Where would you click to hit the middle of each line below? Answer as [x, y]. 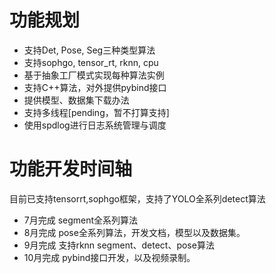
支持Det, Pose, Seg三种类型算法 [89, 50]
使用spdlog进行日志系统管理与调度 [95, 125]
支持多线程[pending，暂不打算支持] [96, 112]
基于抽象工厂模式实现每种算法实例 [94, 75]
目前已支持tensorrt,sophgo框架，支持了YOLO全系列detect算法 [137, 198]
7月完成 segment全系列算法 [81, 220]
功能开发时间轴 [71, 169]
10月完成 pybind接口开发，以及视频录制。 [109, 257]
